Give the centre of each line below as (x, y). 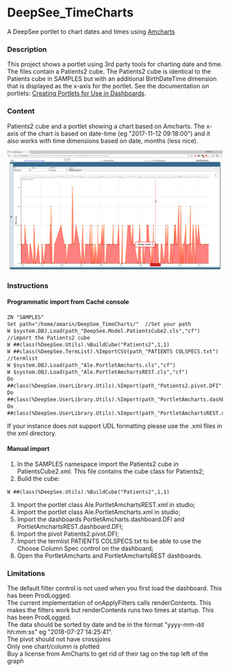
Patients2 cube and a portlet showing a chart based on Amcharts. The (106, 126)
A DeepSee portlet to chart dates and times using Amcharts (91, 32)
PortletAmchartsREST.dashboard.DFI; (70, 526)
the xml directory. (32, 433)
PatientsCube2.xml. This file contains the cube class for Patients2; (111, 471)
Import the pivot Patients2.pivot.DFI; (68, 534)
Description (27, 49)
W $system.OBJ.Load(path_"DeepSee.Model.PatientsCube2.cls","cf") (104, 331)
